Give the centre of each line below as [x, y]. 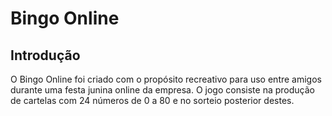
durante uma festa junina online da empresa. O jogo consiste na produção [162, 90]
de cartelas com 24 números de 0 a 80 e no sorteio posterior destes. [152, 100]
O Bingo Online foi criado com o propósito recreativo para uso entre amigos [166, 79]
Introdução [45, 55]
